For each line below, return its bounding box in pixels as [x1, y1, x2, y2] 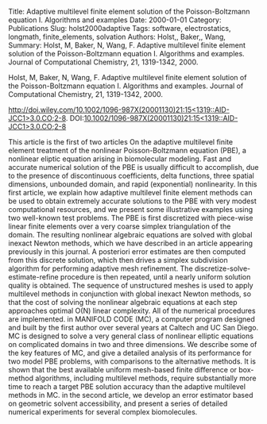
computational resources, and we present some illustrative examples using [8, 205, 253, 214]
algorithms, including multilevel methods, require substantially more [35, 373, 257, 383]
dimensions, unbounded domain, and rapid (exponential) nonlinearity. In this [8, 179, 257, 189]
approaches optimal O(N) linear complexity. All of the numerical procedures [8, 306, 256, 315]
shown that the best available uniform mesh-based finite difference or [8, 365, 237, 374]
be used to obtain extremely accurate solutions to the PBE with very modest [8, 196, 257, 206]
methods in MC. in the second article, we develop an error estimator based [8, 391, 253, 399]
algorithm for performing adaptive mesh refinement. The [8, 264, 193, 273]
